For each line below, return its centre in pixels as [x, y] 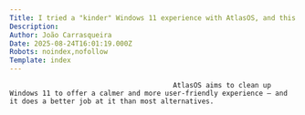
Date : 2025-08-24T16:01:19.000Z [71, 43]
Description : [34, 26]
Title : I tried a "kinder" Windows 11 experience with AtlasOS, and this [153, 18]
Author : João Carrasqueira [61, 35]
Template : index [40, 60]
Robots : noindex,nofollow [58, 52]
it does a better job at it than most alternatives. [112, 101]
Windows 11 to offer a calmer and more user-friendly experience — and [148, 93]
